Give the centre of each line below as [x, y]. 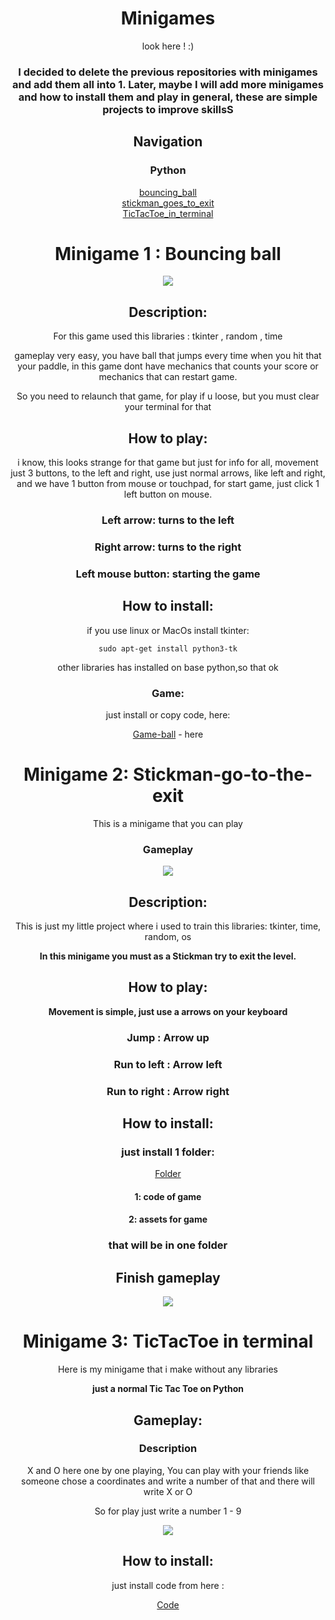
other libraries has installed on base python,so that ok [168, 667]
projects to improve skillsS [168, 109]
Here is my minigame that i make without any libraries [168, 1369]
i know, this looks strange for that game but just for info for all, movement [168, 463]
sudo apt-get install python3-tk [168, 648]
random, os [168, 937]
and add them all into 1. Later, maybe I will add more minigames [168, 84]
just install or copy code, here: [168, 714]
